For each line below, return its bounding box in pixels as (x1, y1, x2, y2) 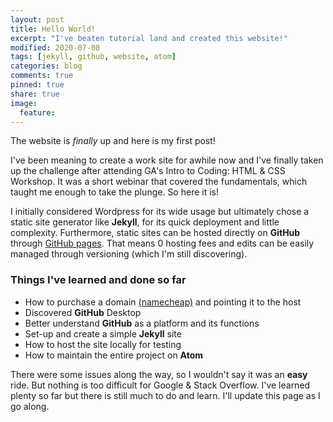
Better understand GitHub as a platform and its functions (24, 317, 260, 329)
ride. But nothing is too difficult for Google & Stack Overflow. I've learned (10, 379, 311, 391)
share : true (10, 89, 60, 99)
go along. (10, 400, 50, 412)
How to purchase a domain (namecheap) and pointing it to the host (24, 296, 302, 308)
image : (10, 98, 38, 108)
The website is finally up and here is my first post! (10, 135, 216, 147)
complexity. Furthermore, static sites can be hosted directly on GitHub (10, 227, 301, 239)
